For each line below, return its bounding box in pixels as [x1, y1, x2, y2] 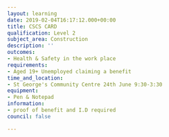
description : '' [7, 42, 54, 49]
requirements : [7, 62, 48, 68]
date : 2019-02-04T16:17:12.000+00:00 [7, 17, 116, 24]
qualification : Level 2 [7, 29, 76, 37]
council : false [7, 113, 51, 120]
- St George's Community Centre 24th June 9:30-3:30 [7, 81, 163, 88]
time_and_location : [7, 74, 64, 82]
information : [7, 100, 45, 107]
